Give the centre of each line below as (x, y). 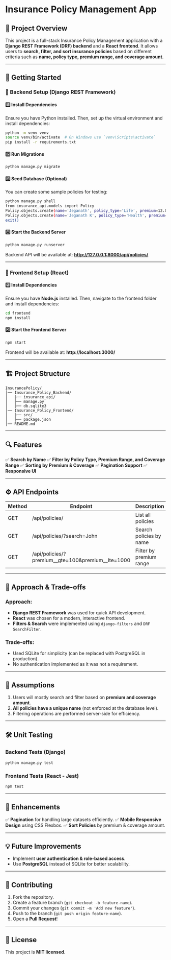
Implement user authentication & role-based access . (69, 858)
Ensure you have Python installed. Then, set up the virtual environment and (84, 118)
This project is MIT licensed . (35, 952)
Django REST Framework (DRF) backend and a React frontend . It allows (82, 46)
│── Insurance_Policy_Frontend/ (39, 410)
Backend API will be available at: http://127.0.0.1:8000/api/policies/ (77, 254)
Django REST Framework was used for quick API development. (79, 613)
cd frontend (18, 313)
